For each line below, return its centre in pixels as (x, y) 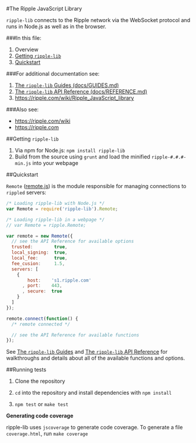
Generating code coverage (40, 416)
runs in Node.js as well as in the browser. (56, 26)
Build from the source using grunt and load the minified (82, 157)
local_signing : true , (39, 252)
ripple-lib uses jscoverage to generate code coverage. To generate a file (94, 428)
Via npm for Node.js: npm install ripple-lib (70, 150)
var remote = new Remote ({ (39, 236)
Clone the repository (40, 381)
